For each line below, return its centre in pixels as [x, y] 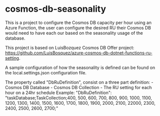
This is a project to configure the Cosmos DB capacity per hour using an [78, 23]
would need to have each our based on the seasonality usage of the [74, 33]
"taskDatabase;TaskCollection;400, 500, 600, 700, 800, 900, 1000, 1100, [79, 98]
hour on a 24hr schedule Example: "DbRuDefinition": [59, 93]
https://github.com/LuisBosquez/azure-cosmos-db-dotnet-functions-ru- [79, 53]
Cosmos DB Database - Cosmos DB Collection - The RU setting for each [79, 87]
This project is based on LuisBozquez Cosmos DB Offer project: [70, 47]
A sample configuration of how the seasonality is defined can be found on [80, 68]
